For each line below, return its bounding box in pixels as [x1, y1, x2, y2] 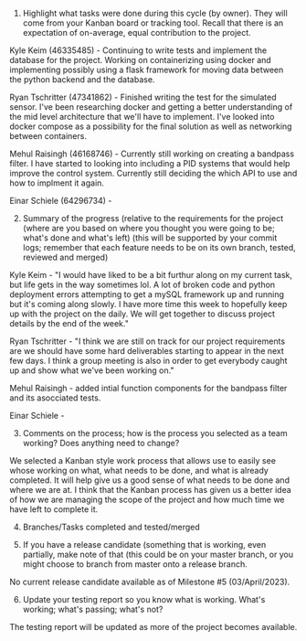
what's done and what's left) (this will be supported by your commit [22, 232, 278, 243]
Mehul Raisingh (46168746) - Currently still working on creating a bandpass [9, 148, 295, 159]
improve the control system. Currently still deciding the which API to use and [9, 168, 298, 178]
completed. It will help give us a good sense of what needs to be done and [9, 475, 290, 486]
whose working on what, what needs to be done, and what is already [9, 465, 269, 475]
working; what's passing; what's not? [22, 604, 164, 614]
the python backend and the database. [9, 74, 155, 85]
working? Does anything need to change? [22, 438, 180, 448]
